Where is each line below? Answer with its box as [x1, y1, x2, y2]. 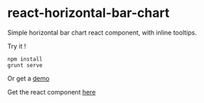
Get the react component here [7, 87, 96, 96]
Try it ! [7, 42, 26, 50]
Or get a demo [7, 74, 50, 83]
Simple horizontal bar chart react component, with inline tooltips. [7, 28, 197, 37]
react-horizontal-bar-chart [7, 5, 170, 21]
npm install [7, 55, 43, 63]
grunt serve [7, 61, 43, 68]
